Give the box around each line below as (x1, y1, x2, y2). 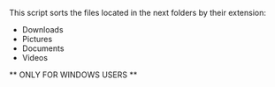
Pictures (21, 34, 53, 44)
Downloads (21, 25, 64, 34)
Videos (21, 53, 49, 62)
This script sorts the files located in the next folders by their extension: (9, 8, 267, 18)
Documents (21, 43, 65, 54)
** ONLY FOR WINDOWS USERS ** (9, 69, 138, 80)
